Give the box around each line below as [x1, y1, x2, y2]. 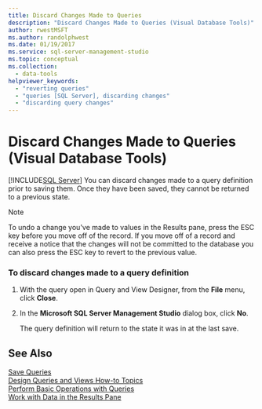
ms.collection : [8, 63, 58, 71]
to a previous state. [8, 192, 71, 202]
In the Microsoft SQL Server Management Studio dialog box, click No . [19, 309, 249, 318]
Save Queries [8, 367, 52, 377]
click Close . [19, 294, 59, 303]
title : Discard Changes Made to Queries [8, 11, 143, 20]
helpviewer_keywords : [8, 77, 79, 85]
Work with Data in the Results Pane [8, 393, 122, 402]
